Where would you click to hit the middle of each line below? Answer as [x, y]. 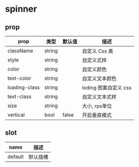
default [16, 156]
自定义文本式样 [99, 97]
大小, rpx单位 [97, 106]
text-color [19, 78]
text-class [20, 96]
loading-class [24, 87]
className [20, 51]
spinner [21, 9]
